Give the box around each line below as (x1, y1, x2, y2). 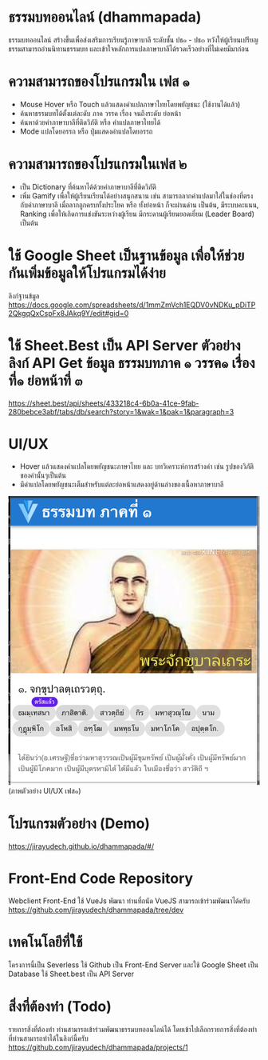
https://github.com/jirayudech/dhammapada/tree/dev (8, 905, 184, 915)
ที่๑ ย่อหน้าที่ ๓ (8, 371, 83, 390)
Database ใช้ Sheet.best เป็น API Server (8, 969, 134, 979)
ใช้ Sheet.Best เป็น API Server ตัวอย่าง (8, 336, 241, 354)
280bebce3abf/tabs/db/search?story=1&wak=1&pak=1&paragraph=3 (8, 406, 235, 416)
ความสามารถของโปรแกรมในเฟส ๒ (8, 155, 187, 174)
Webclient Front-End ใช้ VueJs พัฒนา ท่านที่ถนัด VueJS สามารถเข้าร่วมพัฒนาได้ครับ (8, 896, 250, 906)
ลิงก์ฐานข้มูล (8, 290, 40, 300)
